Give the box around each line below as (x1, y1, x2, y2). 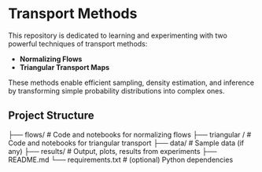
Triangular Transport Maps (19, 62, 110, 71)
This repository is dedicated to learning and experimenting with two (8, 31, 228, 40)
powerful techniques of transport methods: (8, 38, 148, 48)
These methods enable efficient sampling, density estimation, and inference (8, 78, 254, 87)
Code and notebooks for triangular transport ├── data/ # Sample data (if (8, 138, 245, 148)
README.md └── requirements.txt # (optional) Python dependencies (8, 155, 234, 164)
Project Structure (8, 109, 94, 123)
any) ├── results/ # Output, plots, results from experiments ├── (8, 146, 218, 156)
